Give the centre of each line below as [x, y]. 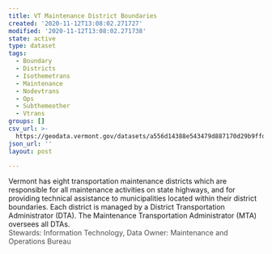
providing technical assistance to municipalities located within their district [133, 198]
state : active [32, 38]
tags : [17, 53]
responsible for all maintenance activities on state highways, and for [122, 190]
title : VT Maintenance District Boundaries [83, 16]
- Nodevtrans [38, 91]
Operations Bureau [40, 241]
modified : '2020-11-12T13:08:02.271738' [78, 31]
